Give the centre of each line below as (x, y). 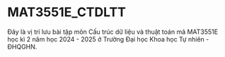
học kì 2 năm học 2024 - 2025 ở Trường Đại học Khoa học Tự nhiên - (108, 39)
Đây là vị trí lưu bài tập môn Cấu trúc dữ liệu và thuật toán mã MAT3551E (112, 32)
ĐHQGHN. (22, 46)
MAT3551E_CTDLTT (67, 12)
